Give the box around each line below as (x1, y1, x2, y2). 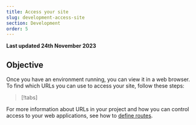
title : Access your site (6, 8, 69, 15)
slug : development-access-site (6, 14, 85, 21)
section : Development (6, 20, 61, 26)
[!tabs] (21, 94, 38, 101)
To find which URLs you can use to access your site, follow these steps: (6, 82, 185, 89)
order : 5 (6, 25, 28, 32)
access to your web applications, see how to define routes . (6, 112, 153, 120)
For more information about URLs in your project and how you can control (6, 106, 189, 113)
